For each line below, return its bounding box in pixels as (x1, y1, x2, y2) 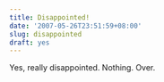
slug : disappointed (9, 29, 82, 38)
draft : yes (9, 37, 50, 47)
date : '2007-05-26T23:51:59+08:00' (9, 21, 142, 30)
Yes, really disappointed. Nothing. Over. (9, 62, 156, 73)
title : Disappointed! (9, 12, 91, 22)
